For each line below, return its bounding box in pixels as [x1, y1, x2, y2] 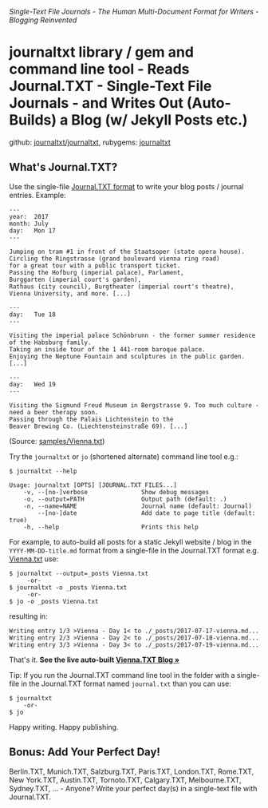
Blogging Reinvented [9, 15, 77, 25]
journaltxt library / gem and [9, 43, 195, 61]
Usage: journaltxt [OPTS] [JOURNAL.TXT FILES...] [9, 481, 178, 489]
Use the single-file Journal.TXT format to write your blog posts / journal [9, 181, 244, 191]
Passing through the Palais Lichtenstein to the [9, 415, 174, 423]
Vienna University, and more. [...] [9, 289, 131, 298]
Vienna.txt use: [9, 554, 59, 564]
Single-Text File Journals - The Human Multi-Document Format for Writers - [9, 7, 259, 16]
